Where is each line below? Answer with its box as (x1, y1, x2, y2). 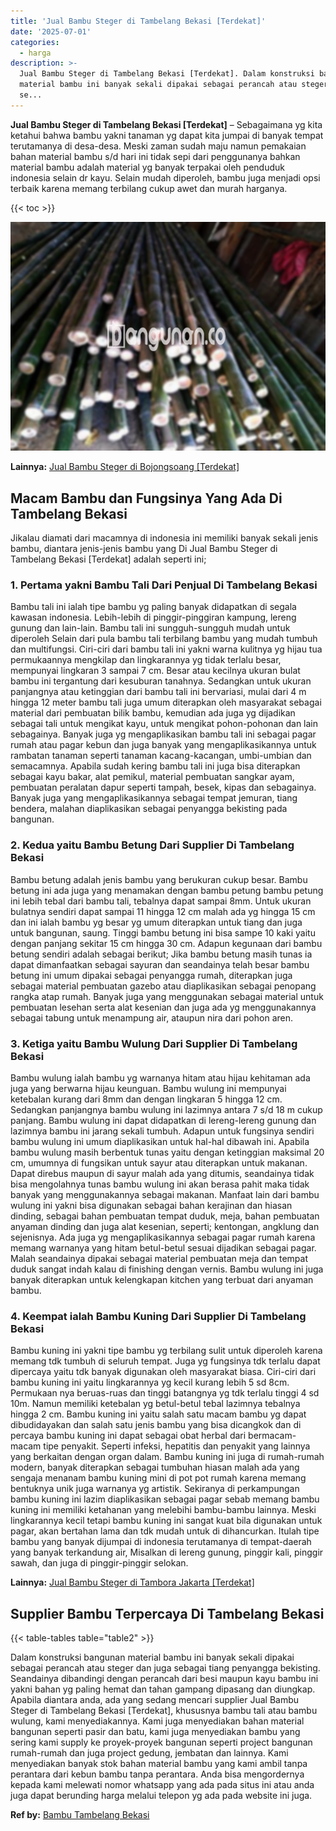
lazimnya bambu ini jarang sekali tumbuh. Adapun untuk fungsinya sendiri (10, 1125, 315, 1137)
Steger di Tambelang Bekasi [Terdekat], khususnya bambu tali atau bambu (10, 1705, 318, 1717)
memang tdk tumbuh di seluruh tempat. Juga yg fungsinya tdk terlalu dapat (10, 1355, 321, 1367)
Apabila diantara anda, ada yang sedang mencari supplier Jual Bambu (10, 1694, 300, 1706)
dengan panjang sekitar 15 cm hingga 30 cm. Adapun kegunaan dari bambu (10, 937, 323, 949)
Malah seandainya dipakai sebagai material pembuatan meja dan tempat (10, 1252, 309, 1264)
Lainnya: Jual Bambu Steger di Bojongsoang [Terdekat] (10, 461, 240, 473)
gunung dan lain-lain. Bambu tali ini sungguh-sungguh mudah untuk (10, 622, 291, 634)
